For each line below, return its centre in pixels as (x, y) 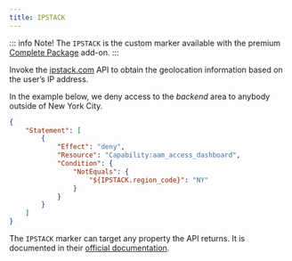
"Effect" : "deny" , (91, 147)
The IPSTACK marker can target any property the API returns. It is (127, 238)
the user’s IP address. (49, 79)
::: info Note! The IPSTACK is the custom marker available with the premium (145, 43)
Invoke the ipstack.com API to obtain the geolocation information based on (146, 69)
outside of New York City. (56, 106)
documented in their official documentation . (89, 248)
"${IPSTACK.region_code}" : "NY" (149, 180)
